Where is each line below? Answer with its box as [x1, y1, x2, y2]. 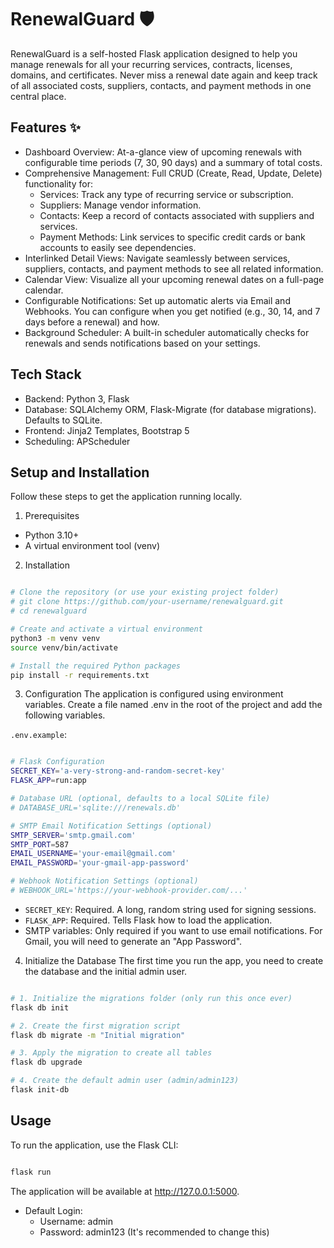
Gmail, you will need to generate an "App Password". [24, 935, 243, 947]
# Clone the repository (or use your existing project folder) [10, 587, 280, 598]
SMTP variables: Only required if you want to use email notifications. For [24, 924, 323, 936]
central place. [10, 90, 67, 102]
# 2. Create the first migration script [10, 1021, 182, 1031]
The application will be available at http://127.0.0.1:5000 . [10, 1185, 240, 1197]
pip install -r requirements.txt [10, 670, 150, 680]
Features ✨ [10, 119, 81, 136]
